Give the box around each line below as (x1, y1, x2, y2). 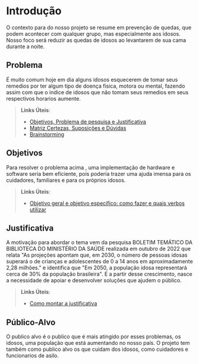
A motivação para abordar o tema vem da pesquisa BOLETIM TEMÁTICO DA (6, 239, 193, 246)
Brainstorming (29, 130, 64, 138)
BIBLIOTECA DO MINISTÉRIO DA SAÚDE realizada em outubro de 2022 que (6, 245, 191, 253)
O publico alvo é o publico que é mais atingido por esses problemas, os (6, 333, 181, 340)
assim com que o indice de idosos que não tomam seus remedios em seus (6, 88, 189, 96)
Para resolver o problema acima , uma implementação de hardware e (6, 164, 175, 171)
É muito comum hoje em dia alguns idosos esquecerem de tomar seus (6, 76, 178, 83)
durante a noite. (6, 43, 45, 50)
